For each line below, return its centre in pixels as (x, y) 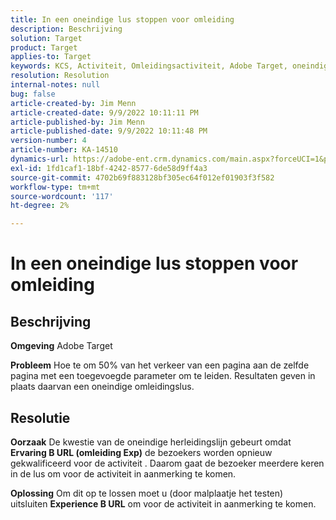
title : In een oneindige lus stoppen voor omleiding (122, 19)
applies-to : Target (51, 57)
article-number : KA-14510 (64, 150)
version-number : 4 (48, 141)
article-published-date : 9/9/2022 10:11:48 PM (109, 131)
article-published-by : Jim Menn (77, 122)
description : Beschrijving (66, 29)
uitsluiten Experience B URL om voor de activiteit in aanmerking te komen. (163, 503)
